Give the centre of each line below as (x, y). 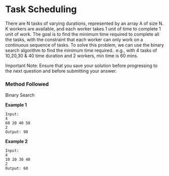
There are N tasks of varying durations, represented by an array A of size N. (84, 23)
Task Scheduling (41, 9)
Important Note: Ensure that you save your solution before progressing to (81, 65)
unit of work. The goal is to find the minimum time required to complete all (82, 34)
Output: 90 (17, 132)
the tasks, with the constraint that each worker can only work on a (74, 40)
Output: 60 (17, 168)
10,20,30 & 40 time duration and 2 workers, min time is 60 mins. (72, 56)
